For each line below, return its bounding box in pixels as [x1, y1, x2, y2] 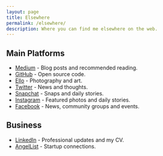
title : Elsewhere [6, 15, 50, 21]
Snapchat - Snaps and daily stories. [14, 90, 104, 97]
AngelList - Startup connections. [14, 143, 96, 150]
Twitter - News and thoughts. [14, 83, 88, 91]
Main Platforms [6, 48, 65, 58]
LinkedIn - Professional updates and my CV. [14, 136, 124, 143]
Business [6, 120, 42, 131]
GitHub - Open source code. [14, 71, 86, 78]
